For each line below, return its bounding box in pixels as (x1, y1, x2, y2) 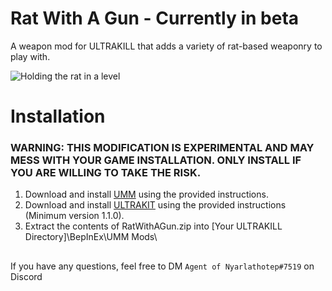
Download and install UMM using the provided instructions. (24, 188, 269, 201)
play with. (10, 50, 51, 62)
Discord (10, 270, 43, 282)
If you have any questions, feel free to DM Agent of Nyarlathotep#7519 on (10, 260, 315, 272)
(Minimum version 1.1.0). (24, 210, 125, 222)
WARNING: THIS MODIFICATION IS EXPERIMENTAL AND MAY (10, 141, 315, 155)
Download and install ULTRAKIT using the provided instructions (24, 199, 287, 211)
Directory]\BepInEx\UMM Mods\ (24, 231, 158, 243)
